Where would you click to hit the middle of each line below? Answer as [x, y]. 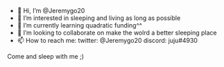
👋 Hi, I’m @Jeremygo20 [51, 11]
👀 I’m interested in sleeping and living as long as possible [99, 18]
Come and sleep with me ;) [46, 56]
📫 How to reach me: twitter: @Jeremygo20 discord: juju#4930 [107, 40]
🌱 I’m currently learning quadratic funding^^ [79, 25]
